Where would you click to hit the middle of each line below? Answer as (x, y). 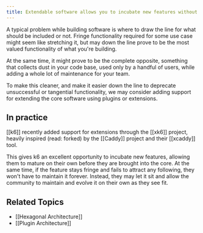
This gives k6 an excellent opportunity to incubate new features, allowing (98, 157)
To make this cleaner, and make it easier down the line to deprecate (91, 85)
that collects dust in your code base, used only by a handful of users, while (101, 67)
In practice (27, 117)
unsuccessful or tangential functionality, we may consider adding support (99, 91)
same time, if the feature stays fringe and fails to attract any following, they (101, 170)
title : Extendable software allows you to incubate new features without (102, 12)
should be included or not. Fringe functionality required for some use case (100, 36)
